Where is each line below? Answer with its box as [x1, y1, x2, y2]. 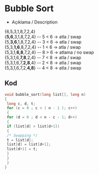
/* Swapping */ [6, 133, 38, 138]
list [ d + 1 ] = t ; [6, 147, 38, 152]
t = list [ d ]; [6, 137, 34, 142]
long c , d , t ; [6, 101, 36, 106]
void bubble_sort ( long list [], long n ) [4, 92, 86, 97]
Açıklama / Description [11, 19, 58, 25]
